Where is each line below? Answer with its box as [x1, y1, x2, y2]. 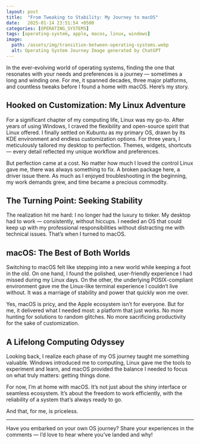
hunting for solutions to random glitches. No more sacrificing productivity [6, 313, 186, 320]
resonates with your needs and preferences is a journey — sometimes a [6, 70, 183, 78]
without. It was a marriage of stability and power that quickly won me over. [6, 289, 189, 296]
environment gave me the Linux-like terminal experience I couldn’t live [6, 283, 179, 290]
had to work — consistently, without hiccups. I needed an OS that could [6, 218, 182, 225]
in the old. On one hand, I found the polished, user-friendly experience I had [6, 270, 192, 277]
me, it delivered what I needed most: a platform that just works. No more [6, 307, 183, 314]
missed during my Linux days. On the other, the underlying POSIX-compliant [6, 276, 193, 283]
